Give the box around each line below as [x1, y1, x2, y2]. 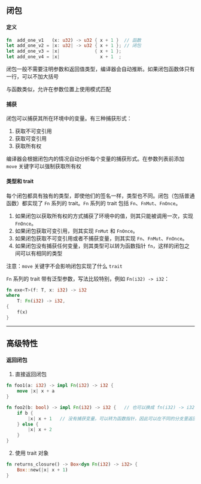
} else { [17, 421, 39, 427]
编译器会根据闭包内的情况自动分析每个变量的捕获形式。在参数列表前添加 [6, 155, 184, 163]
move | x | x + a [17, 388, 55, 394]
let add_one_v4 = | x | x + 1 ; [6, 54, 121, 60]
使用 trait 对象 [14, 449, 49, 456]
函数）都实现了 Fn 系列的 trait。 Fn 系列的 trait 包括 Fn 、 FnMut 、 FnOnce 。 [6, 199, 181, 206]
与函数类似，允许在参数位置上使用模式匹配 [6, 86, 111, 93]
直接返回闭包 [14, 370, 47, 378]
